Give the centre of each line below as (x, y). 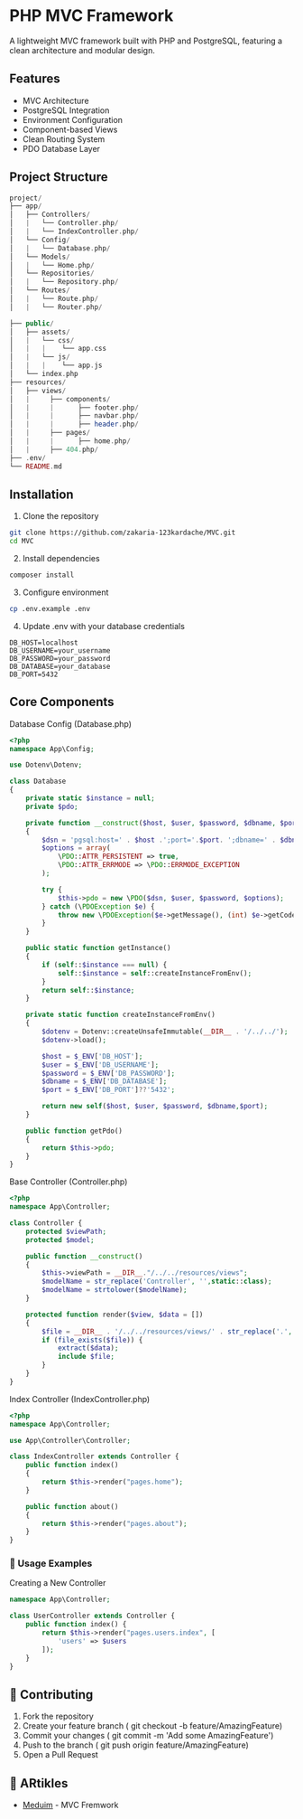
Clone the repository (60, 516)
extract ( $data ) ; (88, 1348)
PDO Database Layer (61, 148)
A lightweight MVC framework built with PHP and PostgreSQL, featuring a (146, 41)
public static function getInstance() (98, 948)
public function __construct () (84, 1256)
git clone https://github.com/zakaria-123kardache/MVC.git (123, 533)
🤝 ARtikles (39, 1783)
